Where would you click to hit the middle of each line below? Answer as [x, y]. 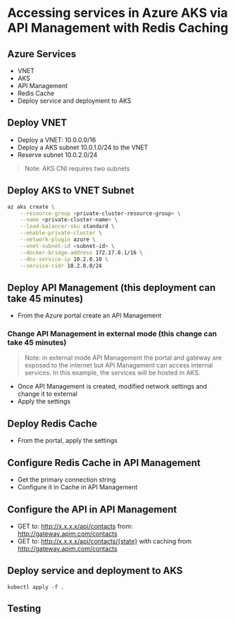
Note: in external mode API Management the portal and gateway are [123, 358]
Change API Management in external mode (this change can [112, 334]
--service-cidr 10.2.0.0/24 [61, 265]
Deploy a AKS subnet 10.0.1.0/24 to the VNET [83, 147]
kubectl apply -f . [36, 587]
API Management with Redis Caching [118, 28]
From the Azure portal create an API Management [89, 315]
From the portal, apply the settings [68, 441]
